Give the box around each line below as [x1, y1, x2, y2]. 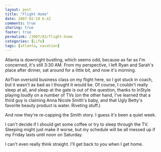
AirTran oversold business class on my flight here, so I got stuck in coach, [5, 76, 153, 82]
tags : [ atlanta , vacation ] [5, 43, 60, 48]
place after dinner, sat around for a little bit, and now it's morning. [5, 67, 136, 73]
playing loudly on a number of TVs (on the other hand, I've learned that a [5, 92, 151, 98]
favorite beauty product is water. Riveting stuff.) [5, 102, 101, 108]
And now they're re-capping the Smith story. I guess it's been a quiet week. [5, 112, 157, 117]
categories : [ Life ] [5, 39, 45, 44]
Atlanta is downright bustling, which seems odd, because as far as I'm [5, 57, 145, 62]
